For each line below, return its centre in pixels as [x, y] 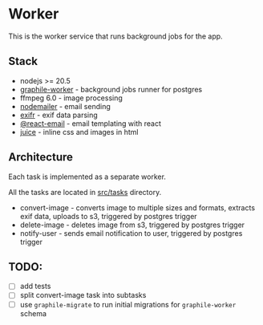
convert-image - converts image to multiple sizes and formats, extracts [137, 207]
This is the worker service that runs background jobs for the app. [115, 36]
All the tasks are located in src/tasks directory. [85, 192]
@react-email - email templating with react [91, 123]
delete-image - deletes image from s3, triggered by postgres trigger [132, 225]
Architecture [41, 157]
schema [33, 313]
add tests [35, 286]
